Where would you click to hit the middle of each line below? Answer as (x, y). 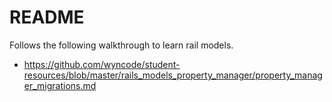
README (47, 17)
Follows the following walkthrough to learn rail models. (121, 45)
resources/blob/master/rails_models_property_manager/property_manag (173, 75)
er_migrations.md (60, 85)
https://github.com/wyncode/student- (102, 64)
